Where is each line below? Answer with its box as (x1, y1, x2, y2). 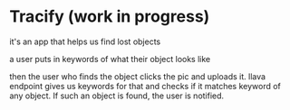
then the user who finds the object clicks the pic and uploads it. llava (9, 70, 266, 82)
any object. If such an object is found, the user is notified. (9, 90, 225, 101)
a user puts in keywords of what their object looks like (9, 53, 211, 64)
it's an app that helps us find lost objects (9, 36, 161, 47)
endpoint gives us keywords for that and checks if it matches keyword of (9, 80, 281, 91)
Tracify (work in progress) (9, 6, 210, 27)
